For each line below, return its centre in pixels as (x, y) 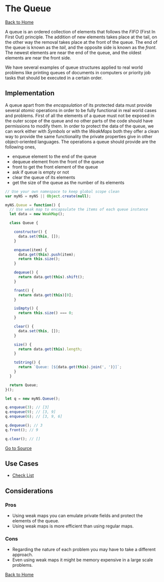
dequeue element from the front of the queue (58, 161)
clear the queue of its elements (43, 177)
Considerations (29, 491)
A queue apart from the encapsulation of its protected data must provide (79, 105)
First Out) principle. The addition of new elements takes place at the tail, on (81, 37)
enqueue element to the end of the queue (54, 156)
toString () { (27, 363)
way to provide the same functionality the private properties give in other (79, 136)
